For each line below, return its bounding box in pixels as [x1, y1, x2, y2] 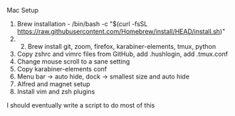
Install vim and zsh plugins [16, 88, 95, 95]
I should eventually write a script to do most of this [6, 101, 155, 109]
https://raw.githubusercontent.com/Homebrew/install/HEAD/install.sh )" [16, 28, 226, 35]
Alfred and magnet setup [16, 80, 90, 88]
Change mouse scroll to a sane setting [16, 57, 130, 66]
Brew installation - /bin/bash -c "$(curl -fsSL [16, 20, 148, 28]
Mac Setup [6, 6, 39, 14]
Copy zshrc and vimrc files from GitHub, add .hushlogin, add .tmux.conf [16, 50, 229, 58]
